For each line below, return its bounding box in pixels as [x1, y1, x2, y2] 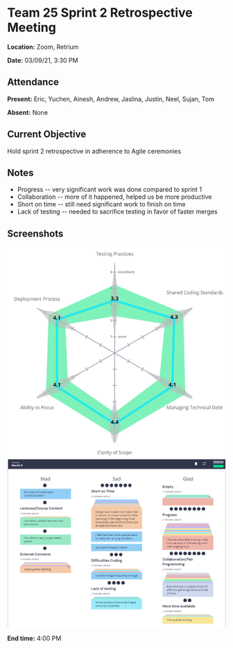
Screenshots [7, 227, 64, 239]
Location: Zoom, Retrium [7, 42, 79, 51]
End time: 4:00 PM [7, 634, 62, 642]
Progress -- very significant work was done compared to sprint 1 [17, 186, 202, 194]
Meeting [7, 19, 57, 35]
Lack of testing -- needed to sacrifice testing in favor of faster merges [17, 207, 218, 216]
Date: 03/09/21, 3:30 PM [7, 56, 78, 64]
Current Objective [7, 129, 87, 140]
